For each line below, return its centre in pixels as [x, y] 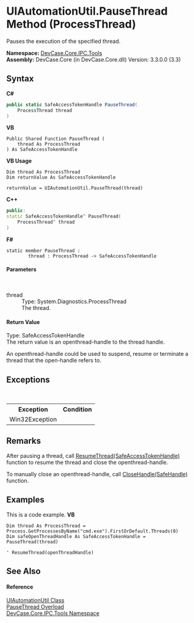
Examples [25, 500]
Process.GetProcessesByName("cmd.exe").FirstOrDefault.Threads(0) [92, 531]
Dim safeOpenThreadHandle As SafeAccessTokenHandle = [76, 536]
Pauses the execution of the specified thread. [63, 41]
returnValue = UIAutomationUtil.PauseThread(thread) [75, 188]
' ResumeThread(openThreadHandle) [50, 552]
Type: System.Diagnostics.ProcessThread [74, 301]
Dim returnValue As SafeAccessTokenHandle [61, 178]
